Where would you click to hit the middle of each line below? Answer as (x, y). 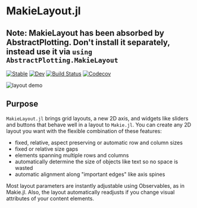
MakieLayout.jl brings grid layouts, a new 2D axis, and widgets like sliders (97, 118)
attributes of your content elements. (50, 198)
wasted (24, 167)
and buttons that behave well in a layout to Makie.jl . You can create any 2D (99, 125)
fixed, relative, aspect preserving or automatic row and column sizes (99, 142)
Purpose (22, 104)
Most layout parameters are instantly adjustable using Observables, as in (96, 185)
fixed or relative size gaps (46, 149)
